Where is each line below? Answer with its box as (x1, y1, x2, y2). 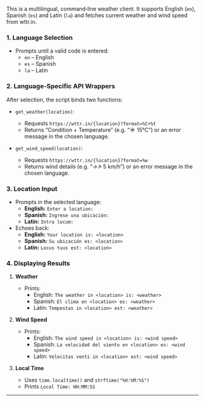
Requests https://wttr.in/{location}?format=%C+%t (24, 119, 156, 127)
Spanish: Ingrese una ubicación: (24, 211, 110, 219)
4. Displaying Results (6, 259, 70, 268)
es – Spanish (24, 60, 56, 68)
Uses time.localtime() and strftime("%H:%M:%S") (24, 376, 150, 384)
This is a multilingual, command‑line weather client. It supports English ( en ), (6, 5, 196, 12)
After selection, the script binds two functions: (6, 96, 123, 103)
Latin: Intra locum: (24, 217, 74, 225)
